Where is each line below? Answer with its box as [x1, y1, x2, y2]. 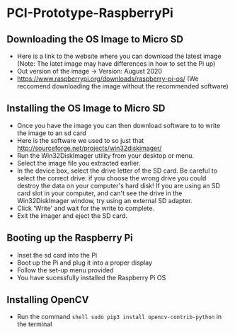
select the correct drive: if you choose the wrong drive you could [16, 173, 207, 182]
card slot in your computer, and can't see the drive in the [16, 189, 183, 197]
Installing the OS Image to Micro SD [6, 103, 166, 115]
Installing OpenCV [6, 294, 89, 306]
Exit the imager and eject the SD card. [16, 211, 128, 220]
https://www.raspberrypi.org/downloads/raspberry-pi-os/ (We [16, 74, 199, 83]
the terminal [16, 320, 52, 328]
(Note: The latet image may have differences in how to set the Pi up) [16, 59, 216, 68]
